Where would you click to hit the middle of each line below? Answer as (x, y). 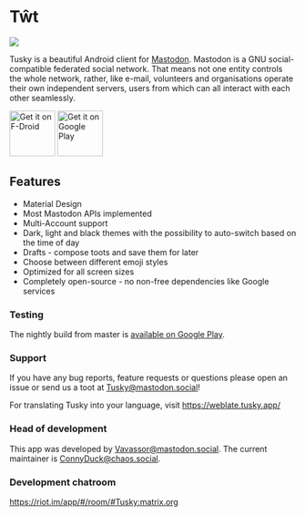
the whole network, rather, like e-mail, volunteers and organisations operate (152, 78)
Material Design (52, 203)
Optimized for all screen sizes (78, 272)
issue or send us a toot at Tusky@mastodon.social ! (105, 387)
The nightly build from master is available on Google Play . (117, 335)
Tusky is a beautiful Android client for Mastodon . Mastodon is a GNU (138, 59)
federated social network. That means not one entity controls (168, 68)
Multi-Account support (65, 223)
